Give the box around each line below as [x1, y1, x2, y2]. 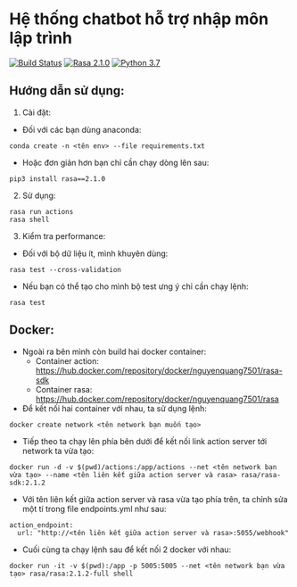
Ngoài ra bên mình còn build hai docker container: [21, 346, 207, 357]
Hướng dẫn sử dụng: [9, 83, 125, 98]
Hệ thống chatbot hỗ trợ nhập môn [9, 9, 269, 29]
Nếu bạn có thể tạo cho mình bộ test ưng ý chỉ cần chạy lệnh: [21, 281, 249, 292]
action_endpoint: [9, 520, 74, 530]
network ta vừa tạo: [21, 445, 95, 456]
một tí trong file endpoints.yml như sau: [21, 503, 167, 514]
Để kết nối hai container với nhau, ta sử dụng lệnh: [21, 402, 208, 414]
